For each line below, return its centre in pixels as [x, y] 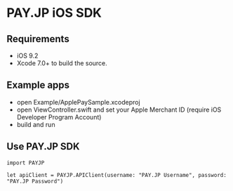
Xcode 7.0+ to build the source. [62, 63]
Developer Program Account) [59, 117]
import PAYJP [26, 163]
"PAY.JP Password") [35, 181]
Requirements [38, 39]
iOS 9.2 [27, 55]
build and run [36, 124]
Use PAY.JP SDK [43, 146]
